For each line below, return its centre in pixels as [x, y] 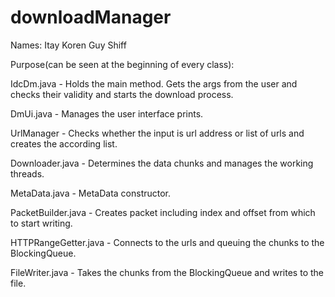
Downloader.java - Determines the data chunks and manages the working [162, 163]
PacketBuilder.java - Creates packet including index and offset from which [163, 212]
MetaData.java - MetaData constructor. [91, 193]
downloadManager [91, 17]
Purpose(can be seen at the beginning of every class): [122, 64]
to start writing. [41, 223]
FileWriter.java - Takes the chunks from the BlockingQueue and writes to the [167, 272]
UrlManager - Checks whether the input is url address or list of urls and [157, 133]
